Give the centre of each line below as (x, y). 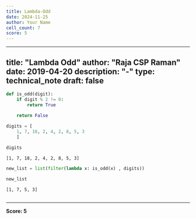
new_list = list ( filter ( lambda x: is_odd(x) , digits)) (75, 168)
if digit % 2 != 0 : (40, 99)
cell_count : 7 (23, 28)
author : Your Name (28, 22)
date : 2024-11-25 (27, 17)
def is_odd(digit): (30, 94)
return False (32, 116)
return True (42, 105)
